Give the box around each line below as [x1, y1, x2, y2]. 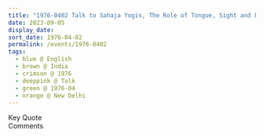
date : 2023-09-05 [8, 19, 65, 27]
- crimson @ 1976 [15, 70, 72, 78]
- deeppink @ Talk [15, 77, 76, 85]
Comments [8, 121, 44, 131]
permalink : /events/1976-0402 [8, 41, 108, 49]
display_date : [8, 26, 55, 34]
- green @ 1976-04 [15, 84, 76, 92]
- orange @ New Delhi [15, 92, 86, 99]
